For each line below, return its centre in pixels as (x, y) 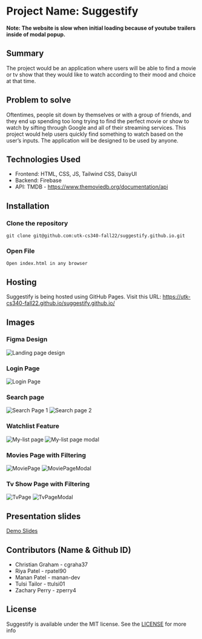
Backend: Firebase (38, 181)
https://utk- (177, 297)
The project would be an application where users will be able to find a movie (101, 68)
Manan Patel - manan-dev (47, 577)
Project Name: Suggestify (72, 11)
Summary (25, 54)
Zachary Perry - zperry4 (46, 590)
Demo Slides (22, 531)
